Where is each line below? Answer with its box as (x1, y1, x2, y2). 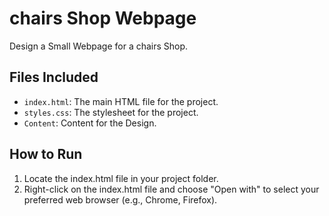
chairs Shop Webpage (9, 7, 197, 30)
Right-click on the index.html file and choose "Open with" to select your (23, 183, 320, 195)
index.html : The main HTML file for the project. (23, 95, 219, 107)
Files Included (9, 69, 99, 86)
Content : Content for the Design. (23, 117, 157, 129)
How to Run (9, 146, 83, 163)
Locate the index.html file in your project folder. (23, 172, 219, 184)
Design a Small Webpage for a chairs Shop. (9, 40, 189, 52)
